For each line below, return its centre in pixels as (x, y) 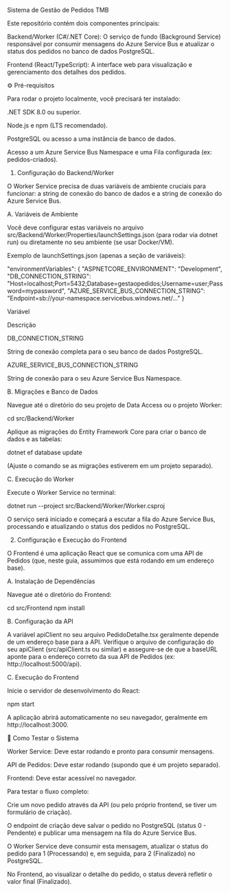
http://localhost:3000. (38, 724)
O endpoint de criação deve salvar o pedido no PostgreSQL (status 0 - (107, 825)
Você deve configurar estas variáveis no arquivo (76, 227)
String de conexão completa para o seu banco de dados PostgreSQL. (105, 352)
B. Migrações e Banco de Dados (53, 392)
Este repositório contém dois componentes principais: (83, 23)
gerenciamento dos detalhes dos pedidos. (67, 72)
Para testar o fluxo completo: (48, 791)
